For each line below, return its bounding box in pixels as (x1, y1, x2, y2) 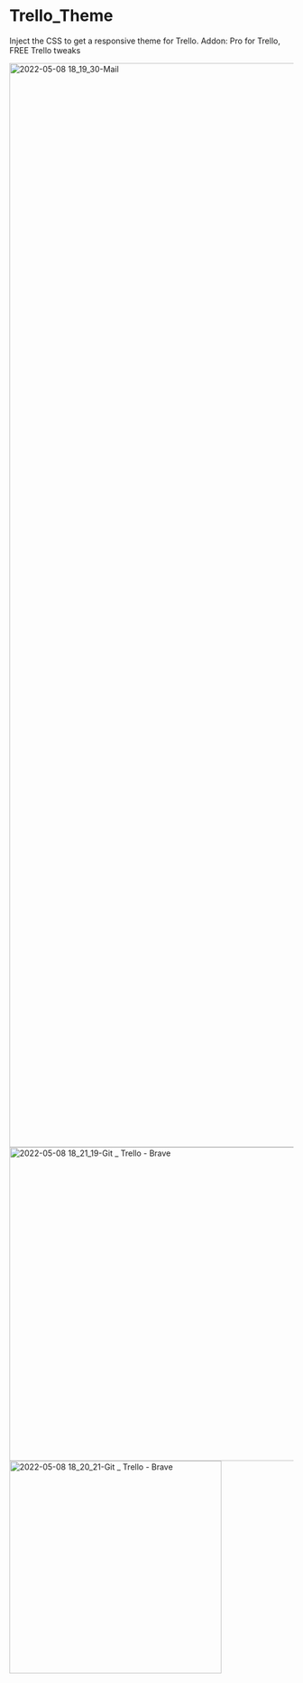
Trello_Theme (9, 5, 114, 26)
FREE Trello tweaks (9, 44, 81, 55)
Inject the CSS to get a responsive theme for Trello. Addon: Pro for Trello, (9, 35, 281, 46)
